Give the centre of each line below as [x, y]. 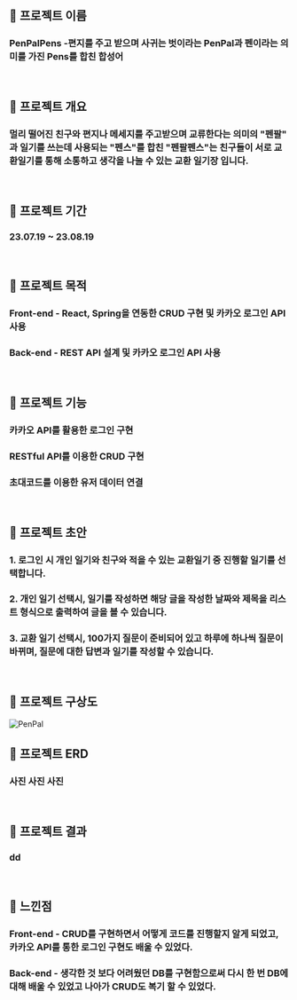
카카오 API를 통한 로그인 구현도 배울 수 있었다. [101, 948]
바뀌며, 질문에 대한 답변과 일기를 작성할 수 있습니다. [112, 652]
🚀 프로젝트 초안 [48, 532]
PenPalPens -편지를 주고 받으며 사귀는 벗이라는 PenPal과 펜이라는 [144, 43]
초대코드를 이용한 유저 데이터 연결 [76, 482]
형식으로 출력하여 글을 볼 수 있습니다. [93, 612]
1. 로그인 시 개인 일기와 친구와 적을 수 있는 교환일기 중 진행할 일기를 [142, 560]
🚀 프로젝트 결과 [48, 831]
